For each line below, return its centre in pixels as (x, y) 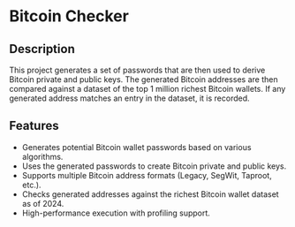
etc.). (31, 185)
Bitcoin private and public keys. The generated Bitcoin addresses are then (144, 79)
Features (34, 126)
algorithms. (42, 156)
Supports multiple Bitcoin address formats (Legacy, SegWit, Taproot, (147, 175)
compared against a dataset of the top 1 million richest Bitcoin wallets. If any (147, 89)
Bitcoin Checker (69, 16)
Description (42, 49)
